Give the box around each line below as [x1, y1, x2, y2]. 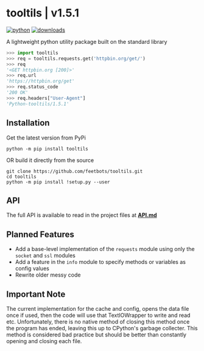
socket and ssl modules [15, 252, 76, 259]
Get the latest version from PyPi [6, 134, 86, 141]
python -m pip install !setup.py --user [6, 179, 111, 185]
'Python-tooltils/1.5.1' [6, 101, 69, 107]
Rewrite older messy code [15, 271, 81, 278]
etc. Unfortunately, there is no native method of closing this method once [6, 317, 190, 325]
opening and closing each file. [6, 337, 82, 344]
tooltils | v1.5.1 [6, 6, 79, 20]
